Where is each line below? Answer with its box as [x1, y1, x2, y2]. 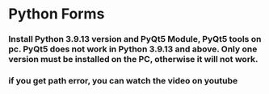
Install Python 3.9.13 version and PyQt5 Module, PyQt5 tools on [8, 34, 262, 45]
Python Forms [8, 5, 105, 23]
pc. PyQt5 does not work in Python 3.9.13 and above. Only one [8, 43, 258, 55]
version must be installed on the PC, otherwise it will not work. [8, 54, 258, 65]
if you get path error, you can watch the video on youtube [8, 76, 238, 87]
